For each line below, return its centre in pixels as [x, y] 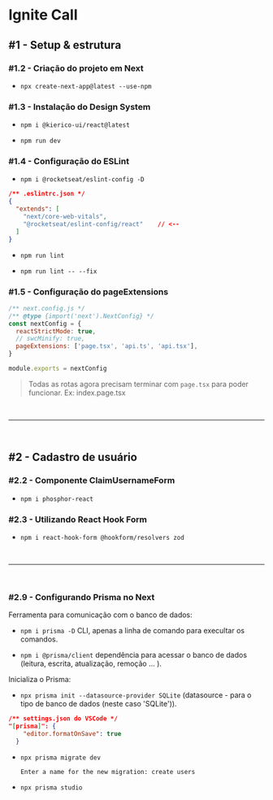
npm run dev [40, 141]
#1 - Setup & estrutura [65, 45]
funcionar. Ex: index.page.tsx [77, 393]
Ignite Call [43, 15]
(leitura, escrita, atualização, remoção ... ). [91, 663]
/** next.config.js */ [47, 308]
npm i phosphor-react [56, 499]
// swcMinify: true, [50, 339]
